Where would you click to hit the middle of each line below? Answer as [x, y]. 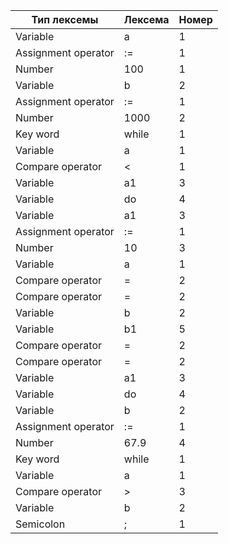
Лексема [146, 19]
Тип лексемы [65, 19]
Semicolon [40, 524]
